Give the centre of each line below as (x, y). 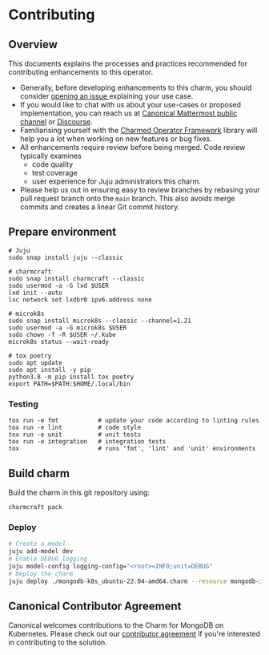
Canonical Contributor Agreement (95, 606)
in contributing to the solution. (58, 642)
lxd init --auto (35, 293)
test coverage (54, 173)
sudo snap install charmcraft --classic (77, 278)
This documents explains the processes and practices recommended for (128, 63)
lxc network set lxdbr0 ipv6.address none (80, 299)
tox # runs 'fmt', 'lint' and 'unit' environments (132, 449)
